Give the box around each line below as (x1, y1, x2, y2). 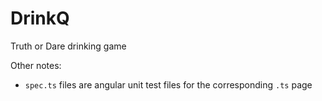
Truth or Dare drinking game (10, 40, 127, 52)
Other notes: (10, 59, 62, 71)
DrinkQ (10, 7, 70, 30)
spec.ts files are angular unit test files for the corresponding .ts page (24, 78, 313, 91)
